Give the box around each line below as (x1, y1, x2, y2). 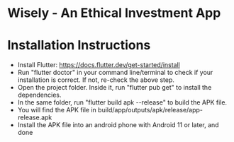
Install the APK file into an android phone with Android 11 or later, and (17, 121, 219, 129)
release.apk (17, 113, 52, 122)
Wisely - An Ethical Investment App (7, 5, 221, 21)
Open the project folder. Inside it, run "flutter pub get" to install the (17, 83, 212, 92)
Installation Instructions (7, 37, 151, 54)
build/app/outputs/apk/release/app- (98, 106, 204, 114)
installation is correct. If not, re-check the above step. (17, 76, 175, 84)
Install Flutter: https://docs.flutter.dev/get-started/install (17, 61, 181, 69)
